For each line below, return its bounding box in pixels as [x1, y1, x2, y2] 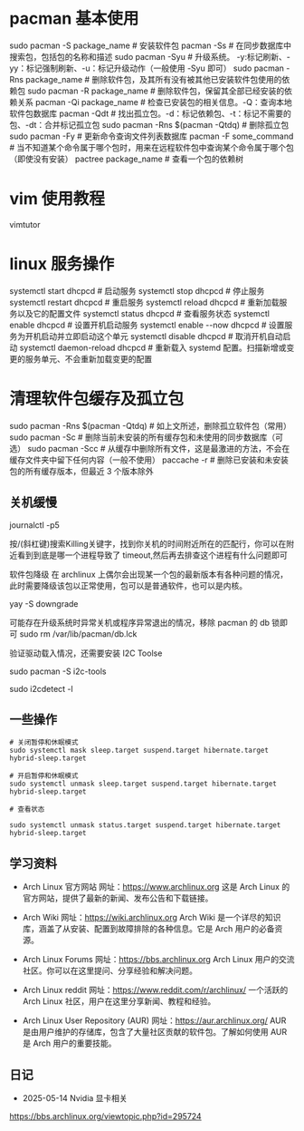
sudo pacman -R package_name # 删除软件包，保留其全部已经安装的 [26, 85, 285, 96]
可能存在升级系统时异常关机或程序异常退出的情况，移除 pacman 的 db [9, 617, 270, 628]
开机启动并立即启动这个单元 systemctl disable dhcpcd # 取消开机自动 [24, 330, 283, 341]
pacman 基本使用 [9, 8, 139, 29]
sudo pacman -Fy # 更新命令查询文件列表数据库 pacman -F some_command [9, 131, 294, 141]
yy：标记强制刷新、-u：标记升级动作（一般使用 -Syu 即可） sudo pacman [9, 63, 285, 73]
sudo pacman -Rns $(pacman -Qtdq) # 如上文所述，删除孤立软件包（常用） [9, 420, 292, 431]
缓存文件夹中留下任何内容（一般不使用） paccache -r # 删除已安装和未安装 [9, 454, 290, 465]
